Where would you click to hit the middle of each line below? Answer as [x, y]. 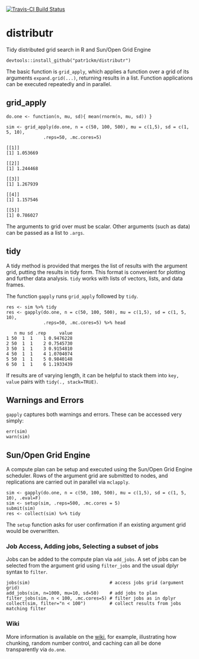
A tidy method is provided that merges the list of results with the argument [97, 266]
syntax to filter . [27, 572]
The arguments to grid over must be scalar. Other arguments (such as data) [98, 226]
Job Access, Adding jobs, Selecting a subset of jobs [82, 547]
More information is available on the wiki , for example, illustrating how [91, 636]
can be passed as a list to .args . [45, 232]
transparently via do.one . [36, 649]
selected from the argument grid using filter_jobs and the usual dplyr [92, 566]
